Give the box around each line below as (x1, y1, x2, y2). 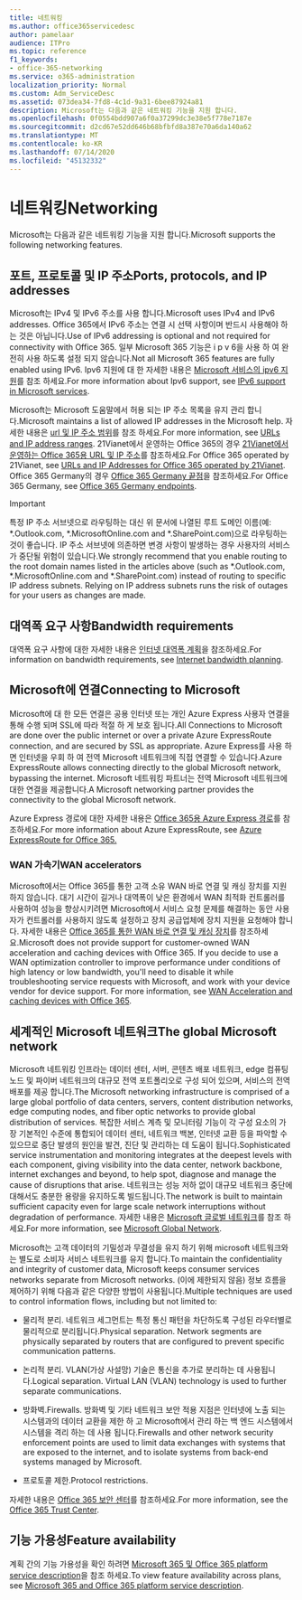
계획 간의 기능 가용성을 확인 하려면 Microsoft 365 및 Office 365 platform (9, 1558, 269, 1569)
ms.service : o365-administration (9, 72, 135, 81)
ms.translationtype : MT (9, 131, 99, 140)
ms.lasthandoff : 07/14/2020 (9, 147, 115, 156)
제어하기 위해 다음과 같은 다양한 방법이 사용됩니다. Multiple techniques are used (9, 1285, 293, 1296)
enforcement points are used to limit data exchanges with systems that (22, 1436, 286, 1447)
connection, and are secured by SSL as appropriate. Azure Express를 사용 (9, 740, 283, 751)
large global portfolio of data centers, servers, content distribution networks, (9, 1096, 294, 1107)
